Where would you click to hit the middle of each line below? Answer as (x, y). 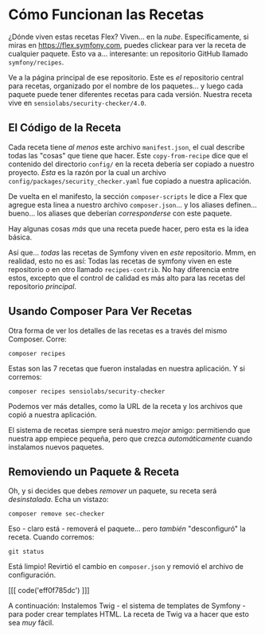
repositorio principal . (43, 286)
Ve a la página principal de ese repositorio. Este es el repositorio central (126, 77)
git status (26, 552)
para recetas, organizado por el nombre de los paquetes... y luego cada (126, 86)
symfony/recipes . (36, 62)
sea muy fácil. (31, 623)
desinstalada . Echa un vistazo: (58, 500)
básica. (20, 237)
